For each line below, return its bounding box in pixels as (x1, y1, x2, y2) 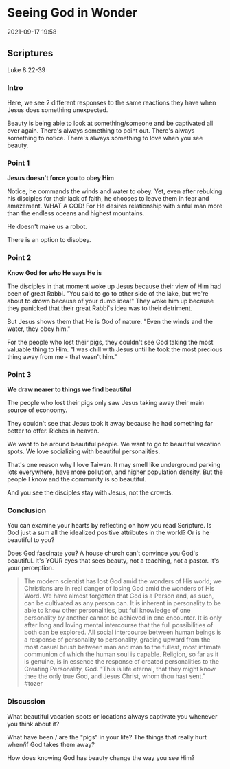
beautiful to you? (7, 536, 55, 544)
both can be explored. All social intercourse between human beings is (23, 628, 222, 637)
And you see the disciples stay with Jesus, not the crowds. (7, 488, 174, 497)
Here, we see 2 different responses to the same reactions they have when (7, 98, 216, 107)
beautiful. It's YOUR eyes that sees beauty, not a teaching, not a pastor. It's (7, 556, 220, 565)
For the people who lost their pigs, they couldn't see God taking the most (7, 338, 214, 346)
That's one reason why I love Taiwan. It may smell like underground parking (7, 460, 221, 468)
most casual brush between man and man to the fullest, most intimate (23, 643, 222, 651)
